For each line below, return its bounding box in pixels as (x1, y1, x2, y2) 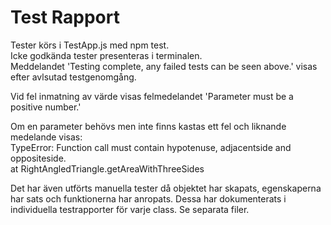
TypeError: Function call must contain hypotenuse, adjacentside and (10, 141, 292, 153)
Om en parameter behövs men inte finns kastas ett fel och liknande (10, 120, 287, 132)
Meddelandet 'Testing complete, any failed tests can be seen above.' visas (10, 60, 318, 72)
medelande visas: (10, 131, 83, 143)
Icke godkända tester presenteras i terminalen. (10, 49, 203, 61)
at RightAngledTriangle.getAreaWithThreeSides (10, 162, 205, 175)
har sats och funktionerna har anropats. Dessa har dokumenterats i (10, 192, 287, 205)
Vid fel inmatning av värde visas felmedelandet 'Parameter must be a (10, 90, 294, 102)
